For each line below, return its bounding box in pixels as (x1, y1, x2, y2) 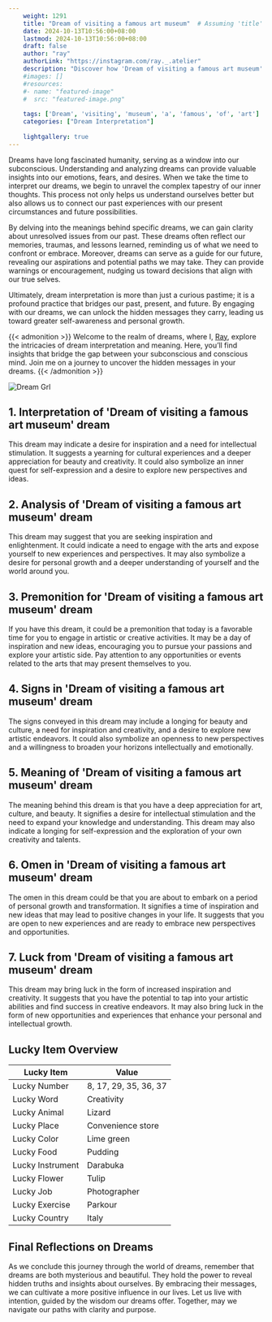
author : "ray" (23, 50, 71, 58)
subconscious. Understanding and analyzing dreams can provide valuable (8, 163, 257, 173)
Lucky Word (12, 1094, 58, 1105)
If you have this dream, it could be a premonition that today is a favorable (8, 624, 253, 634)
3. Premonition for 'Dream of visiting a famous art (8, 590, 264, 603)
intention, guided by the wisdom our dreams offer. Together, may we (8, 1296, 238, 1306)
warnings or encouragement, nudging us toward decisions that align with (8, 266, 253, 275)
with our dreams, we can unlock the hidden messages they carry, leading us (8, 307, 264, 317)
